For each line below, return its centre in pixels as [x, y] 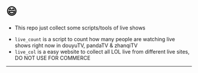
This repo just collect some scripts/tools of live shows [80, 28]
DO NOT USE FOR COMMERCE [52, 58]
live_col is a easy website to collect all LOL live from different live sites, [102, 51]
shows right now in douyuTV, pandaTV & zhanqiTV [76, 45]
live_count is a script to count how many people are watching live [95, 39]
